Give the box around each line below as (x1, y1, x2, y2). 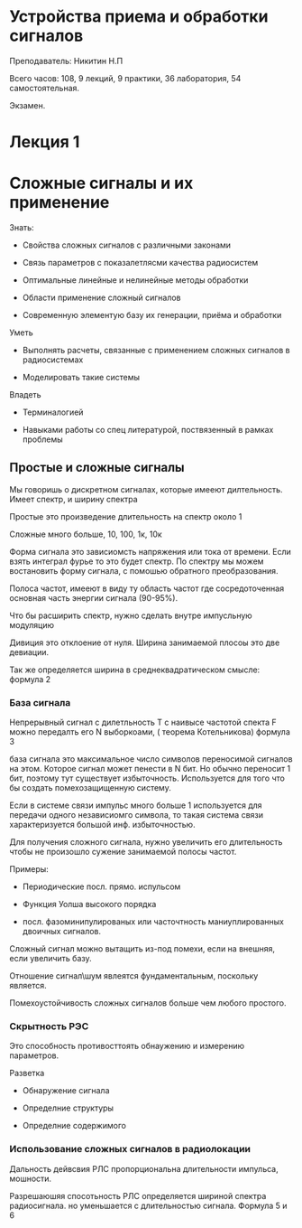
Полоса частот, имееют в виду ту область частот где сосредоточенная (9, 583, 285, 594)
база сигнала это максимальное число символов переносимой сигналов (9, 754, 293, 764)
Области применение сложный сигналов (22, 292, 182, 304)
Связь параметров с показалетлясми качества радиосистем (22, 258, 259, 268)
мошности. (9, 1173, 52, 1184)
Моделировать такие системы (22, 372, 141, 383)
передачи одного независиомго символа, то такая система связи (9, 810, 264, 820)
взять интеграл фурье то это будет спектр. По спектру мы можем (9, 556, 264, 567)
